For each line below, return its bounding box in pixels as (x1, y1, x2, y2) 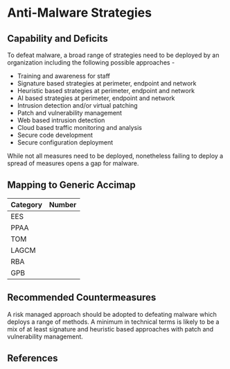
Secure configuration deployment (17, 138, 114, 147)
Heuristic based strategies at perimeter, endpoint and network (17, 87, 195, 95)
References (7, 352, 58, 364)
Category (10, 199, 43, 209)
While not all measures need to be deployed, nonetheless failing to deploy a (7, 151, 224, 160)
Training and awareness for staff (17, 72, 111, 80)
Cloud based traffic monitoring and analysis (17, 124, 142, 131)
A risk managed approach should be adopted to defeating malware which (7, 310, 217, 318)
